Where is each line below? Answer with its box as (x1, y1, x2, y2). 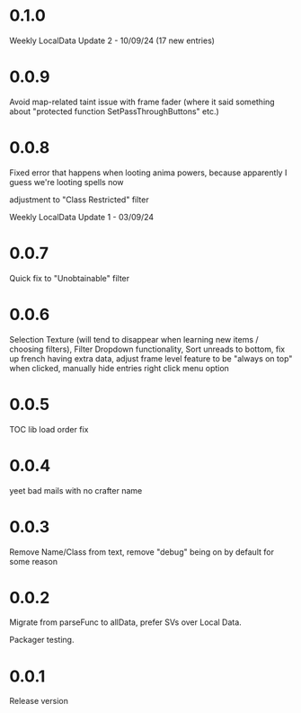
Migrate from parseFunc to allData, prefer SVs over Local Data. (9, 617, 243, 628)
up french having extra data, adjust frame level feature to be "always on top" (9, 352, 293, 364)
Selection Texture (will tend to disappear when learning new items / (9, 334, 259, 344)
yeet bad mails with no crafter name (9, 485, 143, 495)
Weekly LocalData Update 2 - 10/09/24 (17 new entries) (9, 35, 216, 46)
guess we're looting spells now (9, 176, 124, 187)
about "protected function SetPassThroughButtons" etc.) (9, 105, 220, 117)
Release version (9, 696, 69, 707)
